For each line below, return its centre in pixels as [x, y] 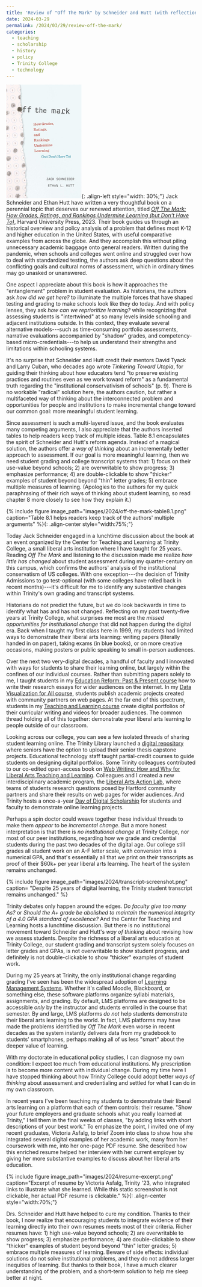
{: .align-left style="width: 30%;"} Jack [130, 196]
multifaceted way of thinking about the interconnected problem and [90, 398]
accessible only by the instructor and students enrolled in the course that [97, 1007]
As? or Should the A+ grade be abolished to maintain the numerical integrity [101, 912]
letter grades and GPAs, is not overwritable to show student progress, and [98, 951]
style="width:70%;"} [32, 1202]
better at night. [25, 1277]
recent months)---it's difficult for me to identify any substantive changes [96, 587]
